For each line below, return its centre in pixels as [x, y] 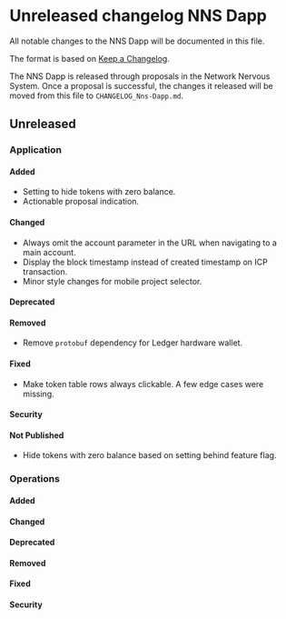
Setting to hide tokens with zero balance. [99, 192]
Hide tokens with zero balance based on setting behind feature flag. [149, 455]
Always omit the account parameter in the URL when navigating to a [149, 243]
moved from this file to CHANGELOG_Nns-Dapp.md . [97, 95]
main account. [49, 252]
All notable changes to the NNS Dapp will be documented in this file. [137, 41]
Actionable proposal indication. [80, 202]
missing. [38, 394]
